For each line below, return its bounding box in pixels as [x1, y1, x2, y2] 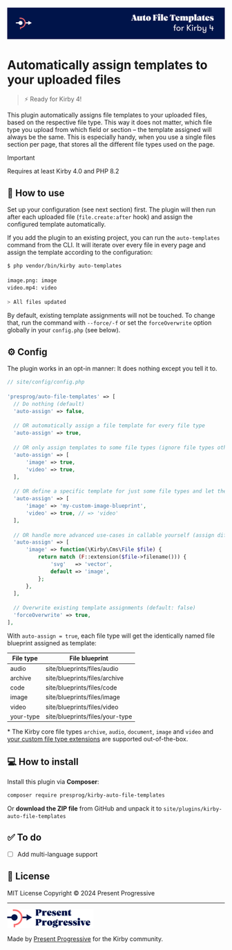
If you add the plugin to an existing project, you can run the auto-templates [7, 234, 220, 242]
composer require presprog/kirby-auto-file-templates [7, 792, 166, 799]
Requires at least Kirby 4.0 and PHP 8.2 [7, 167, 119, 175]
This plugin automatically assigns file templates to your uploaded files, [7, 111, 207, 120]
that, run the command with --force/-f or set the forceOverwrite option [7, 319, 212, 327]
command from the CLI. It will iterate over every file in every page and [7, 241, 206, 249]
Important [7, 153, 35, 162]
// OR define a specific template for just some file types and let [13, 488, 215, 495]
